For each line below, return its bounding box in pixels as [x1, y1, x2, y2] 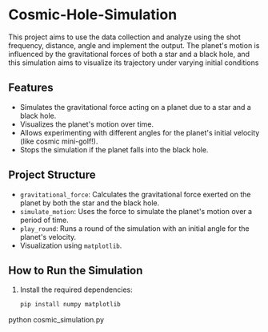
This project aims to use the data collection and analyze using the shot [8, 32, 242, 42]
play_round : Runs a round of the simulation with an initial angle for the [19, 223, 250, 233]
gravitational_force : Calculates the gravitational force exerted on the [19, 189, 251, 199]
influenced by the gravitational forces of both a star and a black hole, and [8, 49, 250, 59]
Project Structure [8, 168, 96, 182]
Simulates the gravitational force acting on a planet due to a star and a [19, 102, 252, 111]
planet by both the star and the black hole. [19, 198, 160, 208]
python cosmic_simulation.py [8, 315, 105, 325]
